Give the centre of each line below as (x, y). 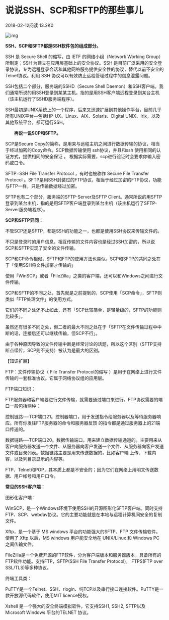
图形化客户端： (21, 497)
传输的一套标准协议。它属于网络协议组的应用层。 (56, 378)
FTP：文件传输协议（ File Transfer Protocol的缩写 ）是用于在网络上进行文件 (83, 371)
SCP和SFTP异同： (24, 220)
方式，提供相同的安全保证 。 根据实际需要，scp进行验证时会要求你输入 (83, 156)
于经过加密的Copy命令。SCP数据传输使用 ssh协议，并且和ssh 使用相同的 (81, 150)
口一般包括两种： (23, 406)
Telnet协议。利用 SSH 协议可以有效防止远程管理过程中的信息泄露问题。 (79, 75)
